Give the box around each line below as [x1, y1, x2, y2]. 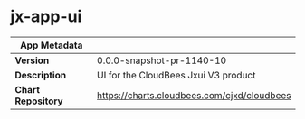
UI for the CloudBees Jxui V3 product [97, 69, 256, 81]
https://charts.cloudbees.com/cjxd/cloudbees [97, 88, 291, 101]
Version [14, 54, 50, 67]
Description [14, 69, 67, 81]
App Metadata [20, 39, 83, 51]
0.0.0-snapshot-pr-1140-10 [97, 54, 227, 67]
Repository [14, 95, 63, 107]
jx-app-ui [10, 6, 82, 27]
